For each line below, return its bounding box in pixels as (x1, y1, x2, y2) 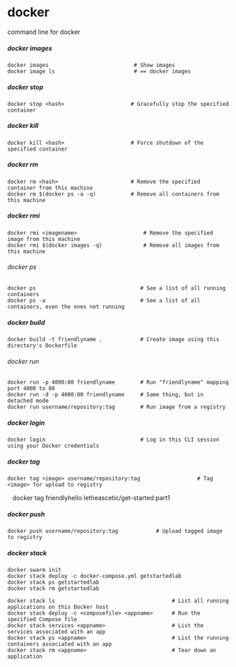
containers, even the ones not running (7, 303, 125, 310)
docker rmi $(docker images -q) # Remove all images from (7, 242, 220, 249)
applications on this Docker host (7, 603, 110, 611)
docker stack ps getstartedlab (7, 579, 100, 586)
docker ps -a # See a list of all (7, 297, 201, 304)
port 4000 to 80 (7, 385, 55, 392)
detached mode (7, 397, 49, 405)
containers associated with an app (7, 641, 112, 648)
